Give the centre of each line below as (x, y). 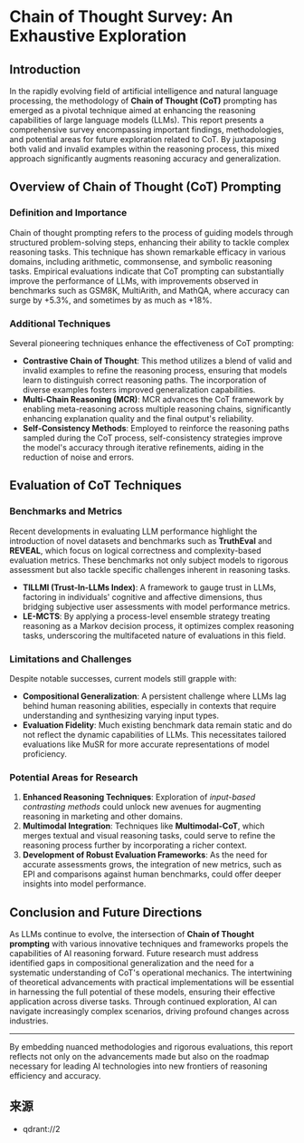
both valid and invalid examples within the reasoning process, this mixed (144, 149)
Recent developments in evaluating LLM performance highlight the (133, 531)
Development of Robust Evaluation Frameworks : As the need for (145, 855)
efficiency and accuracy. (55, 1076)
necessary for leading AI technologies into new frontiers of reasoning (139, 1066)
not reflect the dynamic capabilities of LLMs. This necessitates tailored (154, 734)
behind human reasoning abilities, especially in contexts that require (149, 705)
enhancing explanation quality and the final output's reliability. (138, 418)
